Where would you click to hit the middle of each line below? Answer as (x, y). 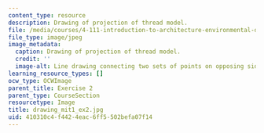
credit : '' (33, 59)
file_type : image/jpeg (45, 37)
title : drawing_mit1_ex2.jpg (56, 110)
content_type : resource (47, 15)
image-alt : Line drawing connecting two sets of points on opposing (130, 66)
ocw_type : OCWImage (40, 81)
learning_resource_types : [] (56, 74)
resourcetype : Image (42, 102)
